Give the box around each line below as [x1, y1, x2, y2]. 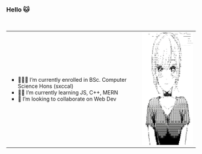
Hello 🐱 [6, 5, 30, 14]
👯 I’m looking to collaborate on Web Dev [17, 95, 117, 102]
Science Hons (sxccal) [17, 82, 74, 90]
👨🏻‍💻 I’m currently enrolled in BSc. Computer [17, 76, 127, 83]
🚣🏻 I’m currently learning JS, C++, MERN [17, 88, 118, 96]
